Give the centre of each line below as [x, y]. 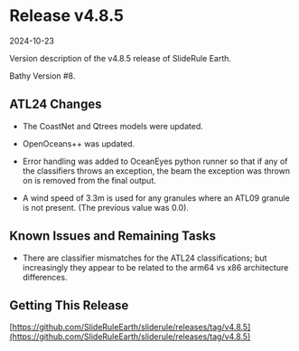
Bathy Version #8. [42, 76]
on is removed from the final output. [89, 180]
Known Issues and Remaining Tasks [113, 236]
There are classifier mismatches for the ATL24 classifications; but [145, 258]
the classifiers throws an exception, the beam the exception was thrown [156, 171]
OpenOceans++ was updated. [79, 143]
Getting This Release [69, 305]
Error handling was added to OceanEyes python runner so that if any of [155, 161]
